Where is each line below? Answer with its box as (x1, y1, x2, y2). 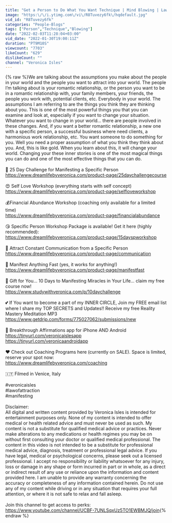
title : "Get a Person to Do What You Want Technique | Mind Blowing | (5, 7, 159, 13)
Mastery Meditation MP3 (5, 311, 57, 317)
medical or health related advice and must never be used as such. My (5, 420, 153, 426)
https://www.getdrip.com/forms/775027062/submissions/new (5, 316, 137, 323)
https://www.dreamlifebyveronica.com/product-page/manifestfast (5, 267, 145, 273)
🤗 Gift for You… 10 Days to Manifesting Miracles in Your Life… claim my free (5, 278, 165, 284)
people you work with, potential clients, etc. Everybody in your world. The (5, 96, 161, 102)
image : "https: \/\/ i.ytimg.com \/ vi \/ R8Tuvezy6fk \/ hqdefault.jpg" (5, 12, 147, 17)
